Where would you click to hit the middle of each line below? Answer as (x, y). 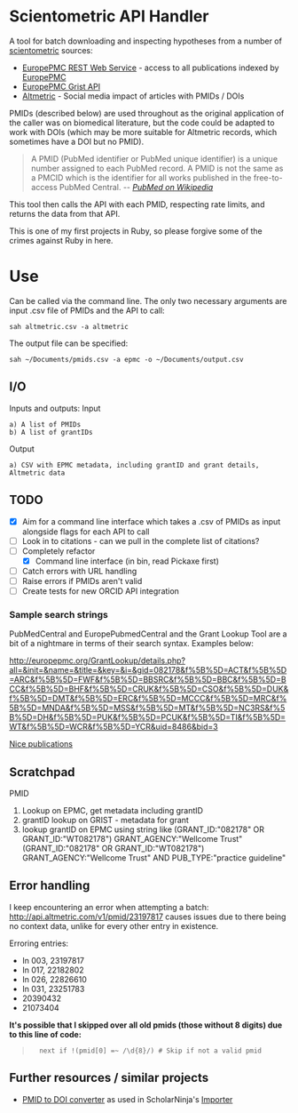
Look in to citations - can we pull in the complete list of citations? (141, 540)
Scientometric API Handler (109, 16)
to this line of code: (45, 1034)
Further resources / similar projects (109, 1078)
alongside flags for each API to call (86, 532)
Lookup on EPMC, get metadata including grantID (113, 811)
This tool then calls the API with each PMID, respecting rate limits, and (137, 204)
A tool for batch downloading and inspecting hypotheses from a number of (145, 41)
